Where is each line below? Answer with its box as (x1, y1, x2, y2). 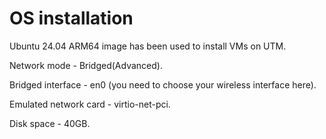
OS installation (9, 7, 134, 30)
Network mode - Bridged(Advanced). (9, 59, 163, 71)
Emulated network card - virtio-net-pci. (9, 98, 171, 110)
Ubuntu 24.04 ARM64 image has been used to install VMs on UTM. (9, 40, 287, 52)
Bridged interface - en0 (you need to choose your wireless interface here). (9, 78, 317, 91)
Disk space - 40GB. (9, 117, 91, 129)
